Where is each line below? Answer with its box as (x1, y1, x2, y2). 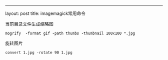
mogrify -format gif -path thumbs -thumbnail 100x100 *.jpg (5, 31, 135, 36)
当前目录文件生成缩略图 (5, 21, 53, 27)
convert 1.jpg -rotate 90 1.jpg (5, 50, 72, 55)
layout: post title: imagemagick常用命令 (5, 10, 86, 16)
